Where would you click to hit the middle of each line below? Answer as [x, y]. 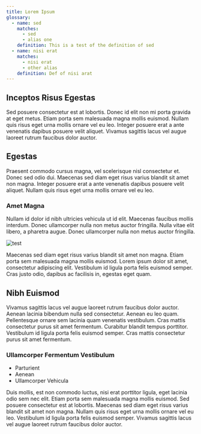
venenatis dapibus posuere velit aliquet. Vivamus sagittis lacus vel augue [97, 131]
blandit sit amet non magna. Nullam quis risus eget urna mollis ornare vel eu [100, 412]
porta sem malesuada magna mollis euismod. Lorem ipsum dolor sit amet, [97, 261]
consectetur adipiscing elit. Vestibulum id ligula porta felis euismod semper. [100, 267]
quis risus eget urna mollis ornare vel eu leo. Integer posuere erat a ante [95, 125]
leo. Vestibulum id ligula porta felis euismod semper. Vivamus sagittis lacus [99, 418]
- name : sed [27, 23]
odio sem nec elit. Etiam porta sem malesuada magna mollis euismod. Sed [98, 399]
